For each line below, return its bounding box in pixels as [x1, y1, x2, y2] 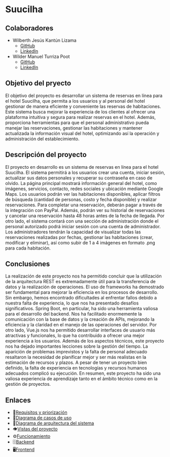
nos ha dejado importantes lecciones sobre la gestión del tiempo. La [5, 343, 148, 349]
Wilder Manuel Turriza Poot [12, 53, 70, 59]
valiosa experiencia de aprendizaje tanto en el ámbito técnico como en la [5, 376, 158, 382]
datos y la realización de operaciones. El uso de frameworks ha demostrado [5, 284, 164, 290]
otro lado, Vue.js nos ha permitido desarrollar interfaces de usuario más [5, 327, 156, 333]
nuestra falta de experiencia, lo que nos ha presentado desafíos [5, 300, 139, 306]
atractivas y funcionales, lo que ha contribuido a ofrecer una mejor [5, 332, 145, 339]
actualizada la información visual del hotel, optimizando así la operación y [5, 130, 160, 136]
